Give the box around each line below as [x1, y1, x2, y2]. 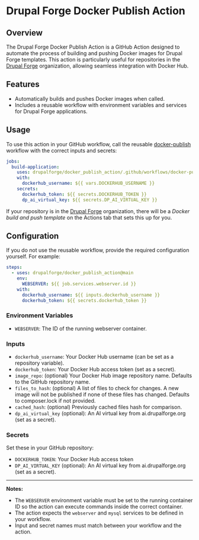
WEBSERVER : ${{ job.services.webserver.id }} [21, 281, 136, 287]
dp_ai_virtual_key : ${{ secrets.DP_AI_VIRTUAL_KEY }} [21, 197, 158, 202]
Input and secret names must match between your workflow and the [14, 522, 182, 529]
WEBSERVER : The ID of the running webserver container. [14, 324, 147, 332]
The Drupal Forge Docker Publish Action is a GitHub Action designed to [6, 43, 180, 50]
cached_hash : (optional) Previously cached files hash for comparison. [14, 404, 182, 411]
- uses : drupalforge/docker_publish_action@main [11, 270, 134, 276]
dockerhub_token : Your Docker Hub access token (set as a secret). [14, 366, 176, 373]
